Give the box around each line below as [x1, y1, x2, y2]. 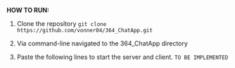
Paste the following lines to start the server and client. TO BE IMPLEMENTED [16, 53, 229, 61]
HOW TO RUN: [6, 6, 50, 14]
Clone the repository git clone [16, 20, 107, 27]
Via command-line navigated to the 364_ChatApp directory [16, 39, 188, 48]
